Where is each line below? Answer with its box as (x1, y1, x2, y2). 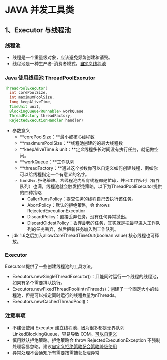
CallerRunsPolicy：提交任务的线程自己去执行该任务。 (27, 196, 136, 202)
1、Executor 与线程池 (5, 26, 71, 34)
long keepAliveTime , (9, 99, 52, 104)
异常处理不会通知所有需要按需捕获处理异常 (12, 349, 100, 356)
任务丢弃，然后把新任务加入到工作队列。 (36, 226, 119, 232)
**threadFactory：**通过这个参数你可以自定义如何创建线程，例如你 (19, 165, 158, 171)
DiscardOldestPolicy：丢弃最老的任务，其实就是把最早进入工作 (27, 220, 156, 226)
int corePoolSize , (9, 90, 48, 95)
